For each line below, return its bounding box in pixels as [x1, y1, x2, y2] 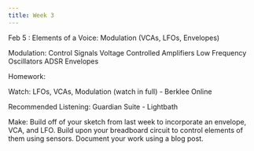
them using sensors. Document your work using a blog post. [8, 134, 204, 143]
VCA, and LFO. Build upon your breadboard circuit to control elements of [8, 125, 244, 135]
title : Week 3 [8, 11, 55, 20]
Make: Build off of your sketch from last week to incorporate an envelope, [8, 117, 247, 126]
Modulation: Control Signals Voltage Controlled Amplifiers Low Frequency [8, 48, 247, 57]
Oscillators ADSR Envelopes [8, 56, 99, 66]
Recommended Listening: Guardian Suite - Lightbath [8, 102, 179, 111]
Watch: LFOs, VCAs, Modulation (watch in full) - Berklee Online [8, 87, 212, 96]
